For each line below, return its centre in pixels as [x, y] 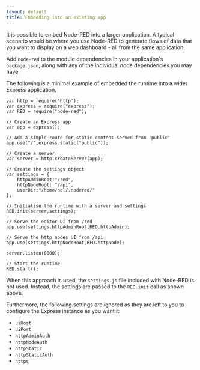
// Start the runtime [33, 264]
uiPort [23, 329]
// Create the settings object [45, 169]
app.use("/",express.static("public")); [58, 143]
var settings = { [28, 174]
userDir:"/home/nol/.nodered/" [56, 190]
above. [15, 293]
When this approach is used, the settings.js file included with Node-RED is [100, 280]
